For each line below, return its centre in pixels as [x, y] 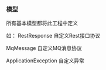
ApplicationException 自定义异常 [45, 61]
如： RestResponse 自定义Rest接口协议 [53, 36]
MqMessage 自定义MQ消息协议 [44, 48]
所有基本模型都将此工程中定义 [42, 23]
